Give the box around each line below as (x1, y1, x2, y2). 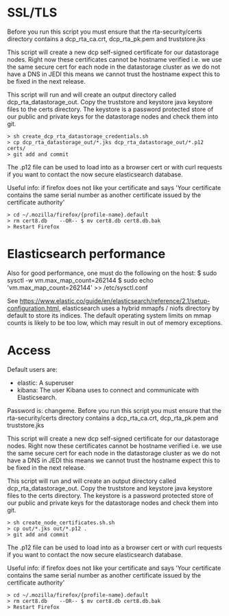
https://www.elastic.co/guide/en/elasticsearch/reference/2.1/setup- (19, 296, 210, 305)
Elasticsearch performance (7, 246, 166, 262)
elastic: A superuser (16, 379, 74, 387)
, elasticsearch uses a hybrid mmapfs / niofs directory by (58, 304, 219, 312)
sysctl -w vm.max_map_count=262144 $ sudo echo (7, 276, 154, 284)
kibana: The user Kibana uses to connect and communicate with (16, 386, 199, 394)
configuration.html (7, 304, 60, 312)
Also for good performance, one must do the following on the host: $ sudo (7, 269, 217, 277)
